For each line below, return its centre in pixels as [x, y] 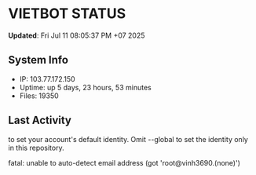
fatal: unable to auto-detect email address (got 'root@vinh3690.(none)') [124, 162]
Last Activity [40, 120]
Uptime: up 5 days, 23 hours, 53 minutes [85, 87]
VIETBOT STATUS [67, 14]
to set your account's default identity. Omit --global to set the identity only [128, 139]
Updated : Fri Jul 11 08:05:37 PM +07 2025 [77, 35]
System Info [38, 60]
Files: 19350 [39, 96]
